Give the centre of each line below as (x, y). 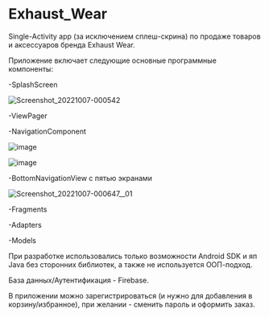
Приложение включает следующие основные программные (113, 60)
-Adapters (25, 224)
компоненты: (31, 68)
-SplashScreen (33, 84)
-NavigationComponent (48, 131)
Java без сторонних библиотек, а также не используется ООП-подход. (130, 264)
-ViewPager (28, 115)
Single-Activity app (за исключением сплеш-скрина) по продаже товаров (134, 36)
